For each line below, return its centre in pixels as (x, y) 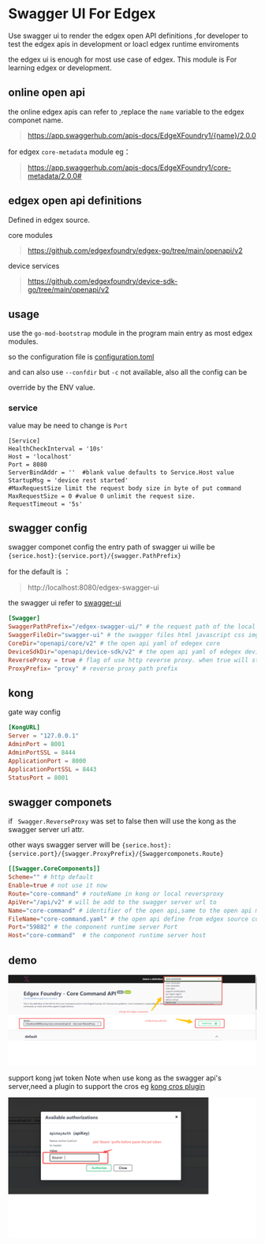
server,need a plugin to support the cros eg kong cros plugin (106, 1087)
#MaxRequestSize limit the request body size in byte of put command (125, 488)
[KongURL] (24, 728)
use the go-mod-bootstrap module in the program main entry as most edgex (131, 334)
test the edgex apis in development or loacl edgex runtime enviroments (123, 43)
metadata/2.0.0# (54, 175)
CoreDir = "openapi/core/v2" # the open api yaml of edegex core (114, 644)
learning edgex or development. (60, 67)
